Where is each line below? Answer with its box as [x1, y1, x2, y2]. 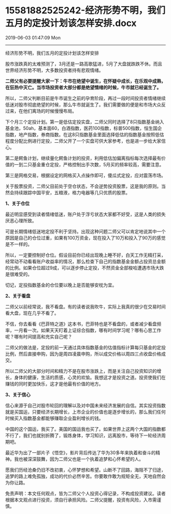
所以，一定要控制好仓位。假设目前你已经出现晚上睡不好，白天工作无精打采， [5, 252, 166, 258]
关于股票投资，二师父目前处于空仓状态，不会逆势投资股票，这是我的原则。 [5, 183, 161, 189]
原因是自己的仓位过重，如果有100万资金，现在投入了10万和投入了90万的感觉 [5, 235, 166, 241]
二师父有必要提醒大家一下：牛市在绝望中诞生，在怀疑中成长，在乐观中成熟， [5, 78, 166, 84]
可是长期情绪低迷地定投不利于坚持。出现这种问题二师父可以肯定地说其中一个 [5, 228, 166, 235]
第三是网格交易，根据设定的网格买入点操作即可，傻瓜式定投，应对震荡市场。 [5, 172, 166, 178]
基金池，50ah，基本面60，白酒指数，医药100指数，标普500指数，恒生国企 [5, 125, 162, 131]
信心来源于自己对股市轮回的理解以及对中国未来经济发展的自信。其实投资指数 [5, 402, 166, 408]
